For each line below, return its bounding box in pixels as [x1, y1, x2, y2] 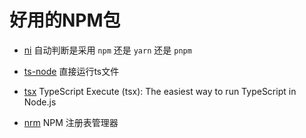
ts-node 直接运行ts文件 [23, 65, 120, 77]
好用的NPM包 [9, 9, 121, 32]
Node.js [23, 96, 57, 108]
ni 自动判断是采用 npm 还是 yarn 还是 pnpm [23, 44, 192, 56]
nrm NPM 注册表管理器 [23, 116, 119, 128]
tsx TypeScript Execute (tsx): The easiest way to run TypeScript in [23, 85, 297, 97]
